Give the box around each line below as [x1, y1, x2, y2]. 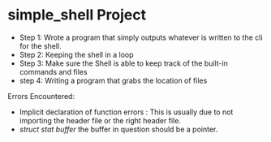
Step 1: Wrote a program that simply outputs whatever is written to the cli [19, 32, 263, 42]
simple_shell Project [7, 6, 147, 24]
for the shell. [19, 41, 62, 50]
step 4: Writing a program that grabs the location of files [19, 75, 208, 85]
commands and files [19, 67, 88, 76]
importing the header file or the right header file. [19, 115, 182, 125]
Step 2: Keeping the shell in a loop [19, 49, 134, 59]
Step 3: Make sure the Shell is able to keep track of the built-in [19, 58, 229, 68]
